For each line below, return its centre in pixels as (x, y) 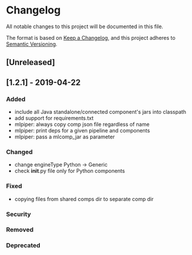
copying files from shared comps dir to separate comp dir (84, 199)
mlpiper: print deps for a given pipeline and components (82, 131)
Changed (20, 152)
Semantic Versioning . (32, 44)
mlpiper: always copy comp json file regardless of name (82, 124)
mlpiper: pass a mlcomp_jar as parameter (65, 137)
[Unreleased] (31, 62)
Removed (20, 230)
